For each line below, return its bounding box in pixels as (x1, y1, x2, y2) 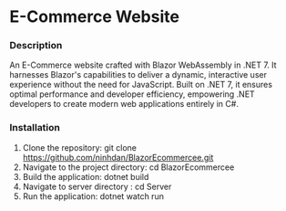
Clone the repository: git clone (22, 142, 137, 153)
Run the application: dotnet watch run (22, 190, 164, 202)
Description (9, 39, 63, 52)
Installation (9, 121, 61, 134)
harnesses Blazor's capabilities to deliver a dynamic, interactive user (9, 69, 267, 80)
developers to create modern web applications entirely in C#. (9, 99, 240, 110)
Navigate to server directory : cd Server (22, 181, 172, 192)
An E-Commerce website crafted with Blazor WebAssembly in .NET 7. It (9, 59, 277, 70)
